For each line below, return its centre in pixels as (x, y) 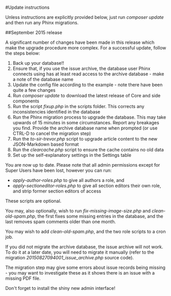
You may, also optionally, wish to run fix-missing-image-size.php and (78, 211)
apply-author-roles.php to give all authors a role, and (68, 180)
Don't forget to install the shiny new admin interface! (60, 288)
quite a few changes (34, 90)
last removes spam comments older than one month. (61, 222)
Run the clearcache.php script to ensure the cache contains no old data (88, 150)
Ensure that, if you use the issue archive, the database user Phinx (81, 69)
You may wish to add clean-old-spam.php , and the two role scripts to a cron (86, 232)
